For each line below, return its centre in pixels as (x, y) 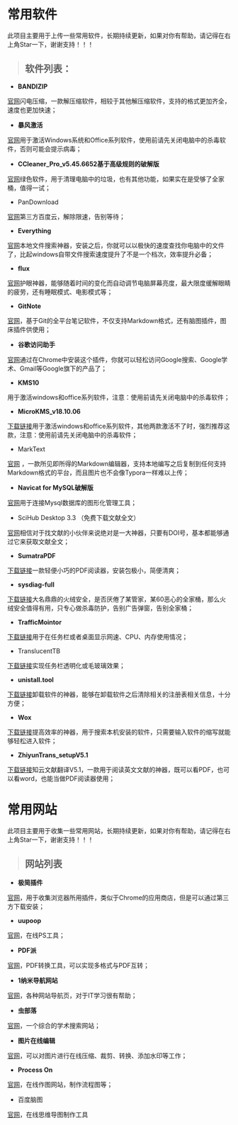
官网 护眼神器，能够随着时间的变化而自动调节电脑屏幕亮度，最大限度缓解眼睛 (119, 283)
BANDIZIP (33, 86)
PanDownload (38, 202)
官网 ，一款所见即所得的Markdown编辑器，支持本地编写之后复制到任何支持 (117, 463)
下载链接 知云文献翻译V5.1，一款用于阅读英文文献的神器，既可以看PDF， (112, 769)
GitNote (29, 306)
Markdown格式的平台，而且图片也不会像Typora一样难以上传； (98, 473)
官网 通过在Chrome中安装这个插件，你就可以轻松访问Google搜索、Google (114, 359)
